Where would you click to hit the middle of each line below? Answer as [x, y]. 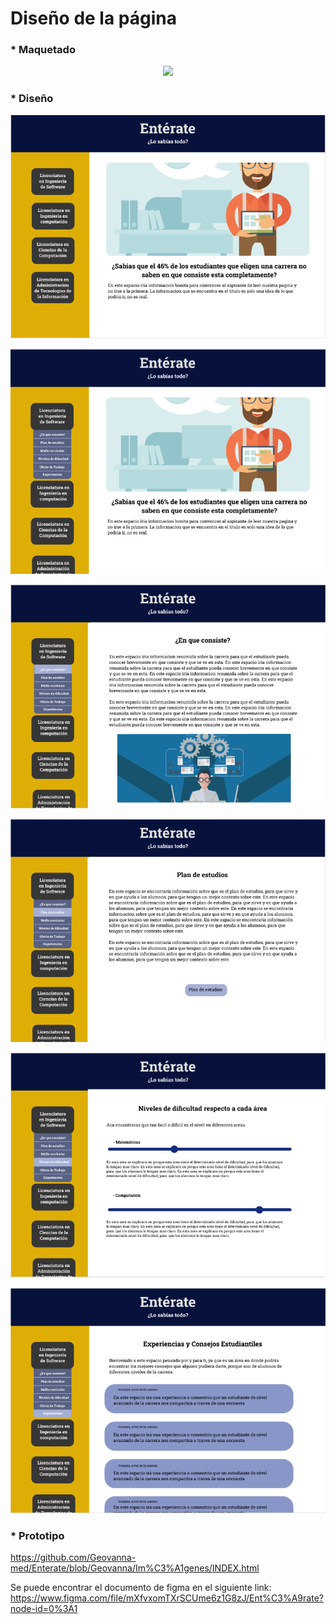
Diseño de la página [93, 18]
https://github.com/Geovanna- [73, 1557]
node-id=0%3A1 [44, 1608]
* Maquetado [43, 50]
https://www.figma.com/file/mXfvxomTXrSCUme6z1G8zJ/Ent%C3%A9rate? [167, 1598]
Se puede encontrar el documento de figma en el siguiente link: [141, 1587]
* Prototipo [37, 1535]
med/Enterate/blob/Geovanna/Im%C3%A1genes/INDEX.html [135, 1568]
